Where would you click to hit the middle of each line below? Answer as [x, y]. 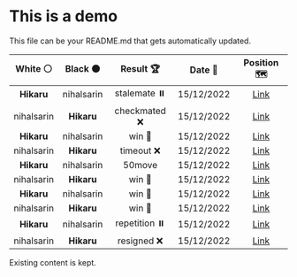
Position [261, 62]
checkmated [140, 111]
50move [141, 165]
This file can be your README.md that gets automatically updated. [130, 41]
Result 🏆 [141, 68]
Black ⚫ [83, 68]
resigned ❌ [140, 241]
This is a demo [63, 16]
